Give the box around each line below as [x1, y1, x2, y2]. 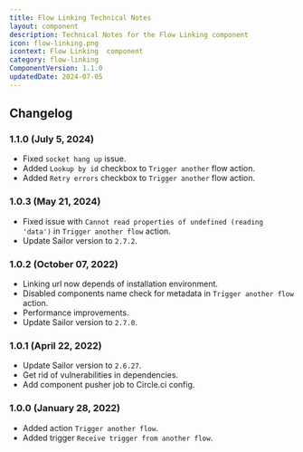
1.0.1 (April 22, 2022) [9, 339, 102, 351]
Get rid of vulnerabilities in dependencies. [22, 370, 179, 380]
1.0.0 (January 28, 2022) [9, 402, 120, 415]
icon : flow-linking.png [9, 38, 99, 48]
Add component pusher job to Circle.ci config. [22, 380, 195, 390]
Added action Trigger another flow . [22, 422, 158, 433]
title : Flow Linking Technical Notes [9, 13, 152, 23]
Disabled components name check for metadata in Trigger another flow [22, 288, 294, 299]
